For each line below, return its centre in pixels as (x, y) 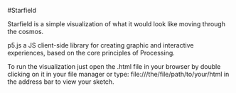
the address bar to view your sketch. (61, 82)
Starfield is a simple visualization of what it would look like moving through (117, 24)
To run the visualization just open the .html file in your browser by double (114, 66)
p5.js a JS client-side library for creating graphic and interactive (101, 45)
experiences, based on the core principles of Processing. (91, 53)
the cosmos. (26, 32)
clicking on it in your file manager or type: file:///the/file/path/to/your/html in (118, 74)
